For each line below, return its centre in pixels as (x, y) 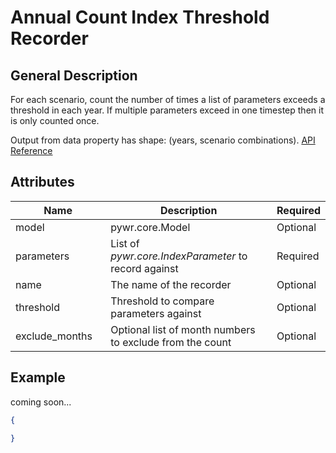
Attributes (42, 182)
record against (144, 268)
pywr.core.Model (150, 227)
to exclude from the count (171, 342)
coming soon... (41, 402)
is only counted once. (55, 120)
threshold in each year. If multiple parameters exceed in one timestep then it (167, 110)
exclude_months (54, 336)
